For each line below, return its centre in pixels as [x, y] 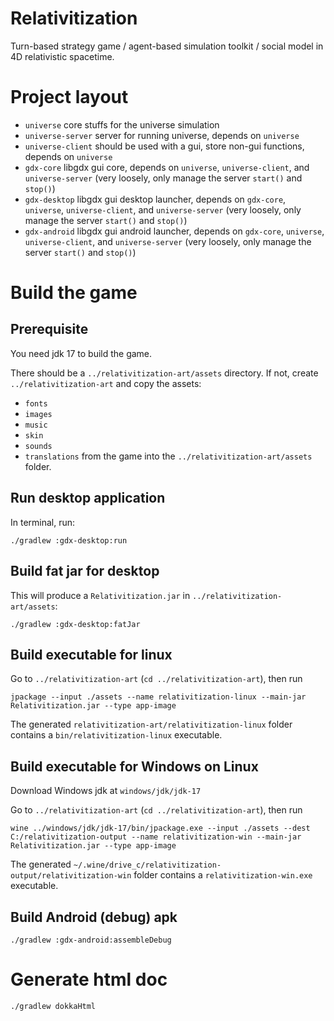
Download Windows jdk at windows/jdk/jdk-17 [106, 791]
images [38, 414]
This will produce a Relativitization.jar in [100, 595]
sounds [38, 446]
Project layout [69, 97]
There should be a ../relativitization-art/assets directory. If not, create [164, 373]
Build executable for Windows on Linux [134, 766]
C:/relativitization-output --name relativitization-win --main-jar [156, 837]
